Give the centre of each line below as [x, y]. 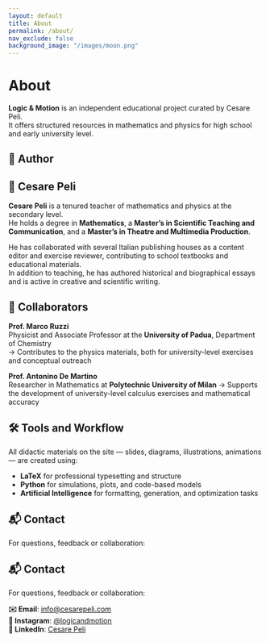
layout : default [35, 16]
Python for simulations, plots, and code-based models [110, 484]
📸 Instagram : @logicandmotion [60, 620]
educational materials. [45, 265]
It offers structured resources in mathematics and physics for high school [130, 125]
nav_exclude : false [41, 38]
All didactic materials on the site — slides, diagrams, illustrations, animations [135, 452]
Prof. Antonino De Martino [53, 377]
